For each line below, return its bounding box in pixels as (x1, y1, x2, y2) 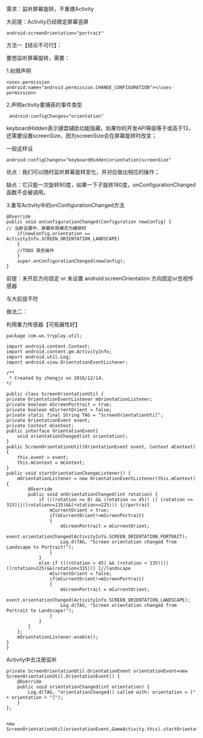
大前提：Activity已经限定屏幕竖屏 (6, 18, 89, 25)
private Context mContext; (6, 423, 74, 429)
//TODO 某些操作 (17, 248, 54, 254)
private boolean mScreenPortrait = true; (6, 402, 112, 408)
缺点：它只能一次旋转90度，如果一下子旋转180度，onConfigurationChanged (6, 181, 196, 188)
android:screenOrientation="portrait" (6, 30, 104, 36)
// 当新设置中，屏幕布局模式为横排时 (6, 225, 86, 231)
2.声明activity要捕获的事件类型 (6, 101, 83, 108)
